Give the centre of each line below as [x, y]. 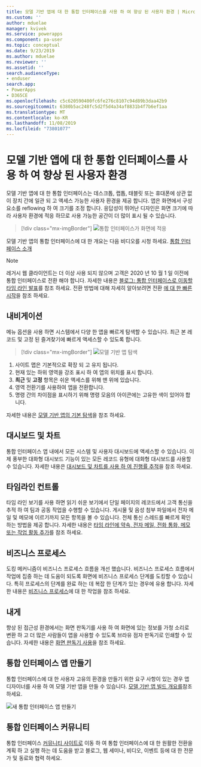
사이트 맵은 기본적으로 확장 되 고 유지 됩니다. [67, 365]
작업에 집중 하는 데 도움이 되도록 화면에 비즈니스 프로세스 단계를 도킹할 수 [92, 576]
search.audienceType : [33, 73]
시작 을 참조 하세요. [28, 295]
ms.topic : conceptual [33, 46]
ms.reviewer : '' [26, 62]
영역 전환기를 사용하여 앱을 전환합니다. [60, 387]
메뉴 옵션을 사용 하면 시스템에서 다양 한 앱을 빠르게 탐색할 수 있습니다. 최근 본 [96, 332]
